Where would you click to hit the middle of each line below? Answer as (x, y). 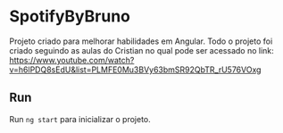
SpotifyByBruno (70, 17)
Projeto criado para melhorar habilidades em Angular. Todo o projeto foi (141, 41)
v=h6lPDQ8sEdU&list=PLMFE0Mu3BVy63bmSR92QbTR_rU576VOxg (135, 70)
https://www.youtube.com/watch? (72, 60)
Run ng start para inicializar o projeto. (80, 119)
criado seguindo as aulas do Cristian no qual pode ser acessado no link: (141, 50)
